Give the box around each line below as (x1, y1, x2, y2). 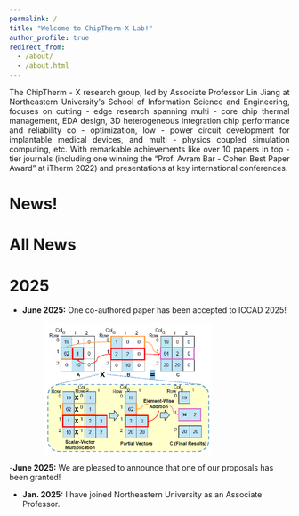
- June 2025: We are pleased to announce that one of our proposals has (9, 463, 274, 473)
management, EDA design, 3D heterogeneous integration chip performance (9, 116, 290, 126)
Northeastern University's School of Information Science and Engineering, (9, 96, 290, 107)
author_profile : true (9, 33, 90, 42)
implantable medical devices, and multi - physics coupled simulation (9, 135, 290, 144)
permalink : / (9, 14, 58, 23)
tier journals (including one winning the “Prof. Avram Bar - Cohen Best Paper (9, 153, 290, 164)
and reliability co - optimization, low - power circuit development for (9, 125, 290, 135)
